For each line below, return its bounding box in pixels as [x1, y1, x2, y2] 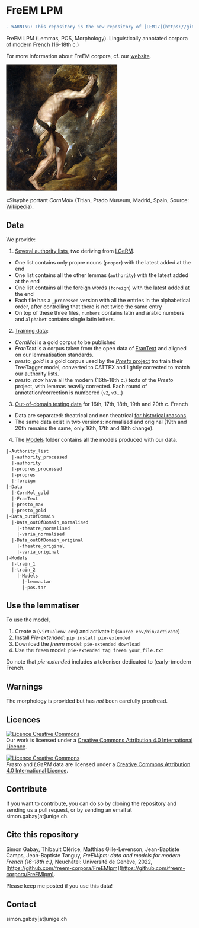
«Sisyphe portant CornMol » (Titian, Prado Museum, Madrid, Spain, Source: [6, 196, 190, 203]
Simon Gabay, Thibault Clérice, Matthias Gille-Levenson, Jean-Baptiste [6, 846, 179, 853]
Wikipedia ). [6, 203, 34, 210]
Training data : [14, 327, 49, 334]
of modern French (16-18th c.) [6, 41, 79, 48]
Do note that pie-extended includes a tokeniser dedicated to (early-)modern [6, 658, 191, 665]
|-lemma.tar [21, 579, 52, 585]
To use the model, [6, 616, 50, 623]
